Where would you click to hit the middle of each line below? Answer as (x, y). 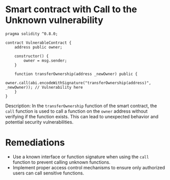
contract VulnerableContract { (38, 43)
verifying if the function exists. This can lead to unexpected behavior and (82, 116)
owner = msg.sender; (45, 60)
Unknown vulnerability (54, 20)
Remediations (35, 143)
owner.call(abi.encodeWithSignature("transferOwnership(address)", (78, 83)
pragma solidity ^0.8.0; (32, 34)
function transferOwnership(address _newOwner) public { (76, 74)
